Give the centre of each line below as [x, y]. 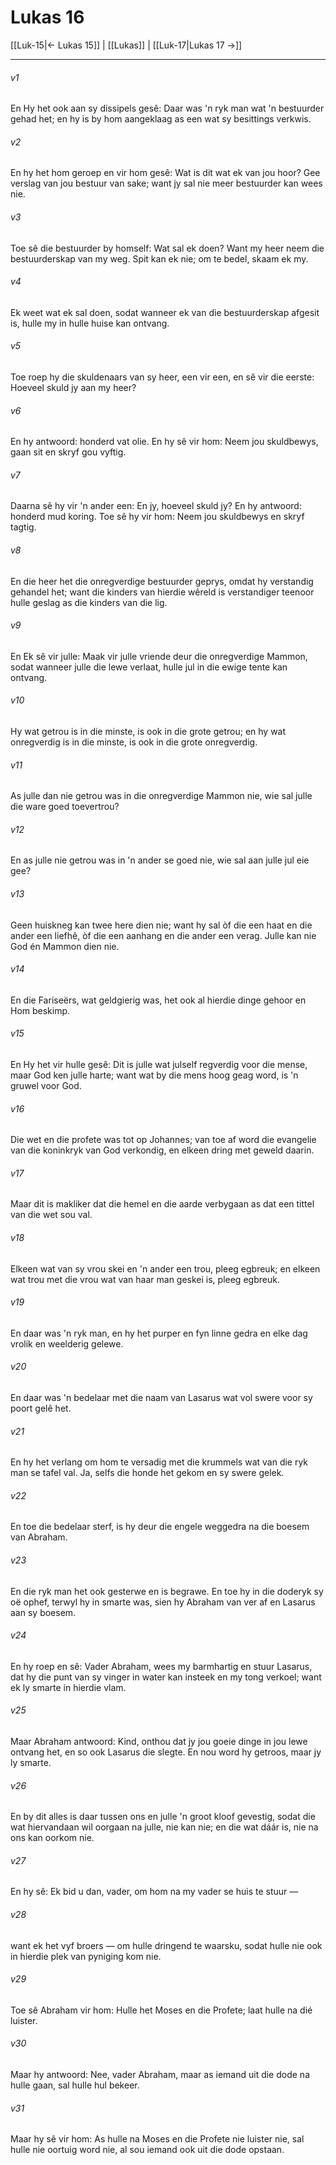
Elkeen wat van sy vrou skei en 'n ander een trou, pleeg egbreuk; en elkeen [165, 1268]
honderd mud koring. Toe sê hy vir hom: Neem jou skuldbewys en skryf [157, 517]
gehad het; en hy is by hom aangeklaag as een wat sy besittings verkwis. [161, 119]
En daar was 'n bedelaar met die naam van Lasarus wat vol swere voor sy [161, 1397]
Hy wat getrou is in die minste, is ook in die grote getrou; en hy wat [148, 731]
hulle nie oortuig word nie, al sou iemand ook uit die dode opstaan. [147, 2150]
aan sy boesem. [43, 1612]
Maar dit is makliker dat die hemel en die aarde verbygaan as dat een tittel [162, 1204]
